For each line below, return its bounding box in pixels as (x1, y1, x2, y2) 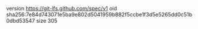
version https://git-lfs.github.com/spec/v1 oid (6, 5, 117, 12)
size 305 (36, 17, 58, 24)
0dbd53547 (6, 17, 35, 24)
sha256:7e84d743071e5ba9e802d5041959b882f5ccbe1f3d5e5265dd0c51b (6, 11, 193, 18)
